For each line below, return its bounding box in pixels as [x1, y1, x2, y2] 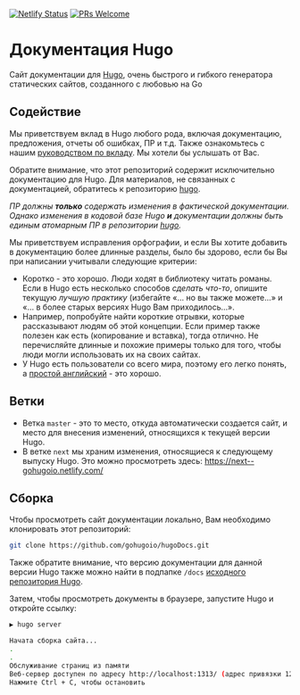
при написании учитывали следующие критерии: [9, 255, 197, 267]
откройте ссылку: [9, 603, 78, 614]
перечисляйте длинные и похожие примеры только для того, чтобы [21, 339, 281, 350]
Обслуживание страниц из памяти [9, 661, 129, 670]
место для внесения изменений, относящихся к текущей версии [21, 426, 271, 437]
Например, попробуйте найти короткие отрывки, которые [21, 310, 246, 321]
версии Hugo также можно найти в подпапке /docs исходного [9, 567, 246, 577]
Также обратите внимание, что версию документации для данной [9, 558, 262, 568]
